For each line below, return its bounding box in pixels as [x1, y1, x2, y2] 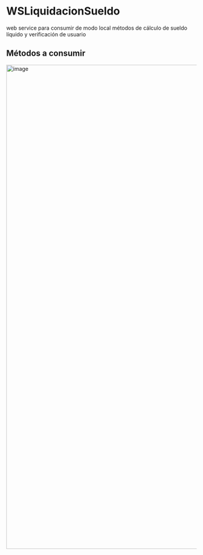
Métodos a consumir [6, 48, 86, 59]
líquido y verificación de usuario [6, 30, 86, 38]
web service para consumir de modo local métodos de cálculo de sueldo [6, 24, 187, 31]
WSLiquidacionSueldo [6, 4, 120, 18]
